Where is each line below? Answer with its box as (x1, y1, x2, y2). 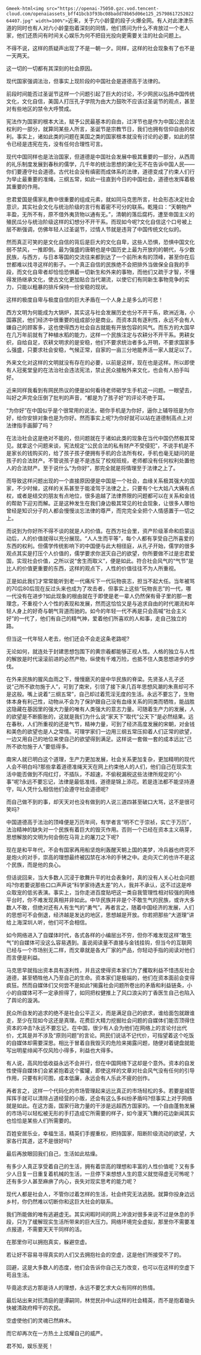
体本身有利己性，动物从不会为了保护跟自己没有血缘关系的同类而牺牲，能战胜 (6, 698, 195, 705)
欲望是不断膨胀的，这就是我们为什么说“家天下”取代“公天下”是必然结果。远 (11, 713, 194, 720)
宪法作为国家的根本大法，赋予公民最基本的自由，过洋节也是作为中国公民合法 (6, 118, 195, 125)
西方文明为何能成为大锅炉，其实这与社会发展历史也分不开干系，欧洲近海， (6, 309, 190, 316)
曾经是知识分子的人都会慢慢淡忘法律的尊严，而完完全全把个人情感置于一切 (6, 507, 190, 514)
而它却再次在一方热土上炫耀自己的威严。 (6, 1330, 106, 1336)
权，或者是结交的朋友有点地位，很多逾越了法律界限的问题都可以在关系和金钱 (6, 492, 195, 499)
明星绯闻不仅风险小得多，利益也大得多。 (16, 1047, 117, 1054)
